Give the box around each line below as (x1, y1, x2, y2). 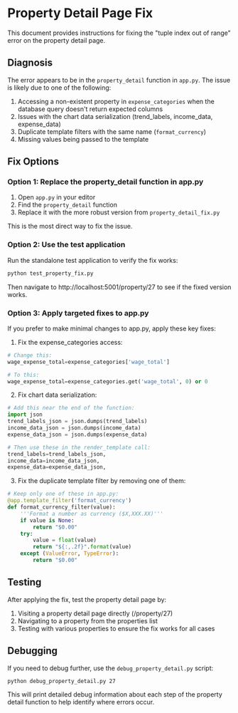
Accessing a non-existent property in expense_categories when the (17, 97, 215, 105)
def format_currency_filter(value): (7, 504, 116, 511)
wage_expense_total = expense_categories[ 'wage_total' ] (7, 358, 171, 365)
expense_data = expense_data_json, (7, 464, 107, 471)
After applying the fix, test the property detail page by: (7, 595, 167, 603)
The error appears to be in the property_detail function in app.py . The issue (7, 76, 231, 84)
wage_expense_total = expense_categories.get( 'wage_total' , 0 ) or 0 (7, 378, 208, 385)
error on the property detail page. (7, 36, 106, 44)
